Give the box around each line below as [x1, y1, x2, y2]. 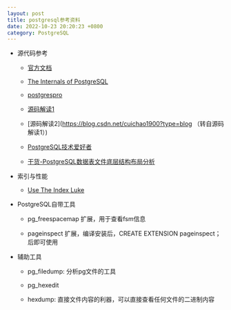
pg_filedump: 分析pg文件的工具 [27, 267, 117, 276]
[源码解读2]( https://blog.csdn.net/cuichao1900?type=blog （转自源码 [27, 120, 224, 128]
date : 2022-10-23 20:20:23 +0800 [7, 23, 103, 30]
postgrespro [27, 91, 63, 99]
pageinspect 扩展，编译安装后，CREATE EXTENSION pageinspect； [27, 229, 221, 238]
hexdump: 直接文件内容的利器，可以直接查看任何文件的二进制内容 [27, 296, 215, 304]
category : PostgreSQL [7, 29, 70, 37]
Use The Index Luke [27, 186, 85, 194]
